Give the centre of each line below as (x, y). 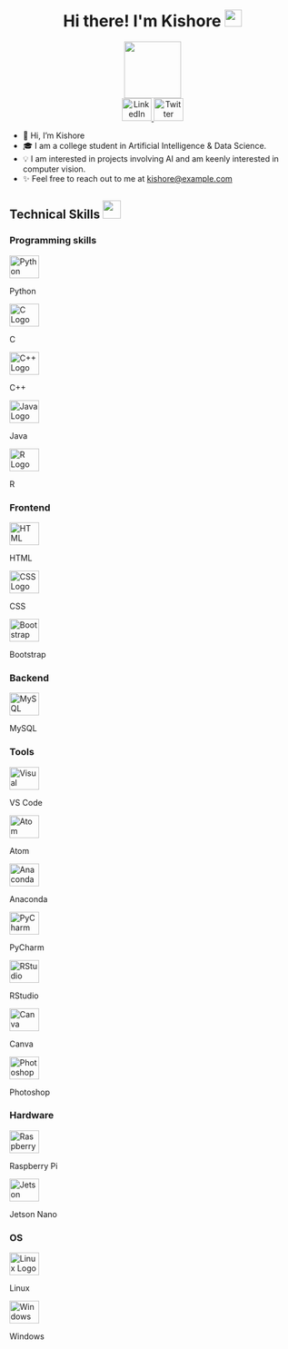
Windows (27, 1336)
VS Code (26, 802)
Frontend (30, 507)
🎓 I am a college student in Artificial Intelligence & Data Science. (144, 145)
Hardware (32, 1116)
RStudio (24, 996)
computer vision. (54, 169)
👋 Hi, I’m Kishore (54, 135)
